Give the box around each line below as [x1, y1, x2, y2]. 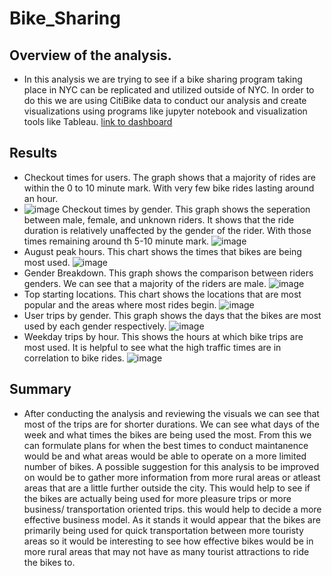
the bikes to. [23, 556, 76, 568]
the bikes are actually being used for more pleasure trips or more [23, 492, 292, 504]
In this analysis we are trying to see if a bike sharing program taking [23, 73, 303, 85]
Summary [9, 381, 72, 398]
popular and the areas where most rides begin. [23, 298, 217, 311]
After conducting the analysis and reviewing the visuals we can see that [23, 407, 320, 419]
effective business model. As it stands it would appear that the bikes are [23, 513, 321, 526]
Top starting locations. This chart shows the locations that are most [23, 288, 302, 300]
